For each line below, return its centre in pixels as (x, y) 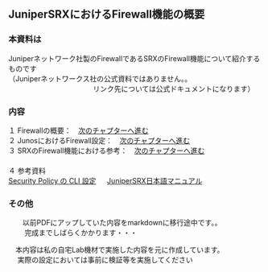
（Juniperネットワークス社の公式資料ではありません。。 (100, 78)
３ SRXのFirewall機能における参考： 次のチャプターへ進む (107, 150)
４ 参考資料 (27, 171)
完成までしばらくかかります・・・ (80, 233)
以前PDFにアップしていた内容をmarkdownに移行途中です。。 (122, 223)
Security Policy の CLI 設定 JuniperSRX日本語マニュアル (105, 180)
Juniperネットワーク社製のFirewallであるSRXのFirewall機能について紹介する (134, 58)
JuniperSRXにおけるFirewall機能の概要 (107, 14)
